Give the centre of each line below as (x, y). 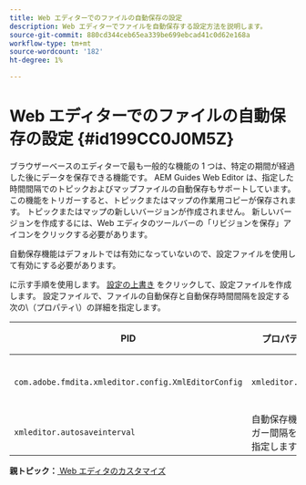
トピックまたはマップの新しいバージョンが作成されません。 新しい (151, 212)
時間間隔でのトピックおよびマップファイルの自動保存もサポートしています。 (153, 189)
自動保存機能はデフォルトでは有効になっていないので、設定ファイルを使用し (153, 253)
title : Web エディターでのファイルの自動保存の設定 (96, 18)
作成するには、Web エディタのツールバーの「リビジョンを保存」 (162, 222)
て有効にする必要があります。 (65, 264)
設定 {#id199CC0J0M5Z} (138, 139)
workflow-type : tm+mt (51, 43)
